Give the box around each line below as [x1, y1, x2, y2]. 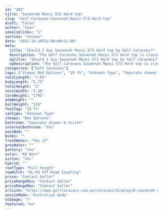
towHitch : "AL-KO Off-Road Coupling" [5, 170, 81, 175]
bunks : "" [5, 134, 25, 139]
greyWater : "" [5, 143, 34, 148]
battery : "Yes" [5, 147, 36, 152]
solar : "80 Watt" [5, 152, 40, 157]
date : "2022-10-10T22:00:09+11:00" [5, 39, 77, 44]
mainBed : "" [5, 129, 29, 134]
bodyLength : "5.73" [5, 79, 45, 84]
